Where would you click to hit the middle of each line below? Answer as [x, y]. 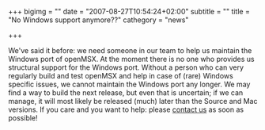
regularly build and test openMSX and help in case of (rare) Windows [121, 76]
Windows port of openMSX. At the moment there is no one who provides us [131, 59]
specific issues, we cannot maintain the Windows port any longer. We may [129, 84]
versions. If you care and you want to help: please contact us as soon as [126, 109]
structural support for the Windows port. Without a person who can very [126, 67]
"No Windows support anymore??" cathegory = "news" [98, 20]
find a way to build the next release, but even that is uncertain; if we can [126, 93]
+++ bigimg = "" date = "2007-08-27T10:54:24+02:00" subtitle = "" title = [129, 11]
